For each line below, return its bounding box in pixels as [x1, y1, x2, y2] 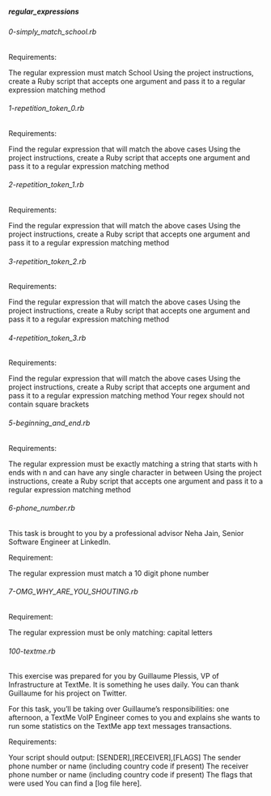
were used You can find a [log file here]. [8, 778, 142, 789]
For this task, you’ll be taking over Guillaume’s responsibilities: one [8, 704, 230, 714]
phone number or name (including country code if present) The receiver [8, 761, 249, 771]
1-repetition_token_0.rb [8, 104, 85, 113]
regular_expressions [8, 6, 79, 16]
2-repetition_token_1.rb [8, 180, 85, 189]
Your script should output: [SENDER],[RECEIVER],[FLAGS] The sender [8, 753, 241, 763]
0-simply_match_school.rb [8, 27, 97, 36]
